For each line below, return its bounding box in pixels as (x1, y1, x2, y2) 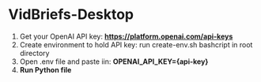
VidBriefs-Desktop (8, 6, 134, 24)
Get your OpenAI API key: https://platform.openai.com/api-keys (19, 32, 233, 41)
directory (19, 48, 50, 58)
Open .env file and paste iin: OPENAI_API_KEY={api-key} (19, 57, 209, 66)
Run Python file (19, 65, 72, 74)
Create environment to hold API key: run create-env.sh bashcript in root (19, 39, 253, 49)
